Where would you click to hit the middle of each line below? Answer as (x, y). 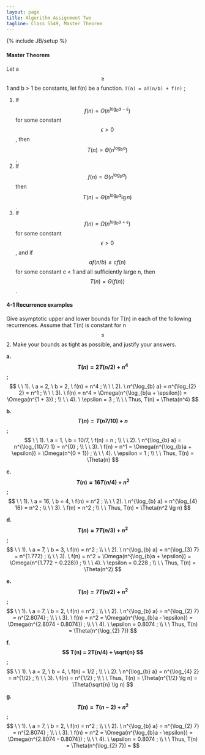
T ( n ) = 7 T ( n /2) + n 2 (103, 591)
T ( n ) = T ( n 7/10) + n (103, 421)
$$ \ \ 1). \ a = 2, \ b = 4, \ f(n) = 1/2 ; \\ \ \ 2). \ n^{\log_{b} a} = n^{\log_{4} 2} (103, 671)
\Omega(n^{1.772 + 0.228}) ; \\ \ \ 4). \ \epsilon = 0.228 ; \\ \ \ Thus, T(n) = (103, 563)
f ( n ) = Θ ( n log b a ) (107, 176)
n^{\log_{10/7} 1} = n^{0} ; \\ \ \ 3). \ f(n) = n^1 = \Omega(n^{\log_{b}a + (103, 446)
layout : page (23, 12)
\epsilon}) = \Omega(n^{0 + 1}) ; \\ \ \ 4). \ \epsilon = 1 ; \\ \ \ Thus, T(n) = (103, 453)
